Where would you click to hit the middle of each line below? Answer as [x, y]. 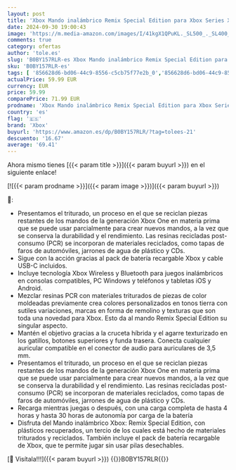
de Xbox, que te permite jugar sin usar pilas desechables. [100, 445]
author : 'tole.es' [34, 54]
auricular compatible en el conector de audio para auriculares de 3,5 [117, 348]
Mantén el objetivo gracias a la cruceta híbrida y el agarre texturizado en [123, 333]
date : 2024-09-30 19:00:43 [47, 27]
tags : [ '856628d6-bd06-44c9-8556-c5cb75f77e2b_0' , [84, 73]
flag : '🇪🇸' [25, 118]
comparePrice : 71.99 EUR [44, 99]
